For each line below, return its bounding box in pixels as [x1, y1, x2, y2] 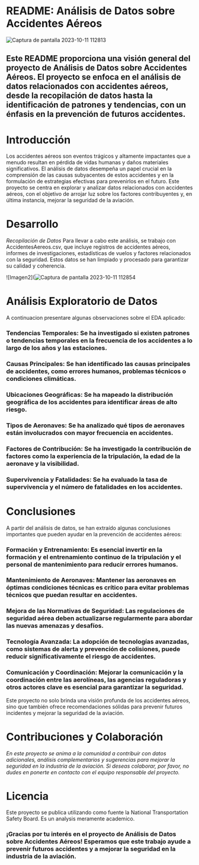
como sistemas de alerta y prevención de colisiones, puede [6, 645, 181, 653]
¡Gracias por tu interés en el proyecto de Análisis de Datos [6, 830, 176, 838]
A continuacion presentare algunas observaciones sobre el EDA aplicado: [6, 314, 185, 322]
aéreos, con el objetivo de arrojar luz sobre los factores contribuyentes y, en [6, 190, 192, 198]
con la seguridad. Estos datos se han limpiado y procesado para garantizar [6, 256, 189, 263]
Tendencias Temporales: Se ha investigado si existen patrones [6, 329, 190, 338]
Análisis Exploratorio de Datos [6, 295, 158, 308]
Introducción [6, 133, 71, 147]
